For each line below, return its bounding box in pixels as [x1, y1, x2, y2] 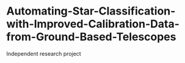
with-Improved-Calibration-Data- [6, 17, 180, 31]
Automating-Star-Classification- [6, 4, 176, 18]
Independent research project [6, 50, 81, 57]
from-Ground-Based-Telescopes [6, 30, 176, 44]
